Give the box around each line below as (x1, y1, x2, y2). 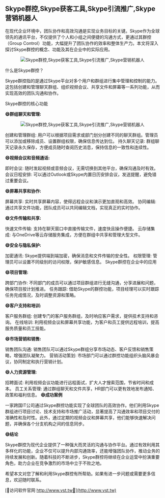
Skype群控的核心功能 (5, 100, 48, 106)
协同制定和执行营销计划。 (13, 359, 65, 365)
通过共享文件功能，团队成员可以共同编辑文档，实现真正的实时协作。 (5, 204, 143, 210)
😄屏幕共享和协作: (5, 188, 42, 194)
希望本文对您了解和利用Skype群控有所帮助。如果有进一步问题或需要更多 (5, 470, 151, 476)
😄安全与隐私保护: (5, 242, 42, 248)
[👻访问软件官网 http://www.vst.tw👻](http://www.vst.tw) (5, 487, 116, 493)
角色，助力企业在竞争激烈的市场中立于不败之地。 (5, 460, 104, 466)
